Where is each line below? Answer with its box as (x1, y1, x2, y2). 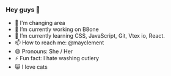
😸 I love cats (14, 63, 48, 71)
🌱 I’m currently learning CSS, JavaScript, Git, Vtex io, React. (14, 32, 166, 40)
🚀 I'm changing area (14, 19, 65, 27)
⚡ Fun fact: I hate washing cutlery (14, 55, 99, 62)
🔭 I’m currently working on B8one (14, 26, 99, 33)
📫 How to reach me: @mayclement (14, 39, 104, 46)
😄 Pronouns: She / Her (14, 48, 73, 55)
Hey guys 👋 (5, 5, 40, 14)
